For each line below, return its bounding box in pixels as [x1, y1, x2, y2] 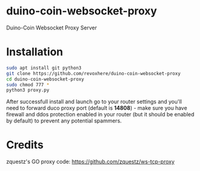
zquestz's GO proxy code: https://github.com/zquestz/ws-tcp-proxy [6, 158, 175, 166]
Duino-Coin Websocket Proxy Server [6, 24, 97, 31]
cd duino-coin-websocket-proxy [6, 76, 84, 82]
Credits [6, 138, 44, 152]
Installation [6, 45, 63, 59]
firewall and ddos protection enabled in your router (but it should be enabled [6, 111, 195, 118]
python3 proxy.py [6, 87, 50, 94]
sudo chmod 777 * [6, 82, 50, 88]
